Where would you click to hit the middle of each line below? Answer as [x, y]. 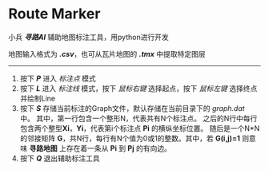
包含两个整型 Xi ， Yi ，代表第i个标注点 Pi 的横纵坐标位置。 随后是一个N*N [140, 128]
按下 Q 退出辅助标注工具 [60, 158]
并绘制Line [38, 98]
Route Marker [54, 14]
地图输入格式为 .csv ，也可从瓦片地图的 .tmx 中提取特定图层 [107, 53]
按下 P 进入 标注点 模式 [58, 78]
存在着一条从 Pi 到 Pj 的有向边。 [119, 148]
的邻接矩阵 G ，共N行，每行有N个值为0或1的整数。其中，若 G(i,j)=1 [130, 138]
